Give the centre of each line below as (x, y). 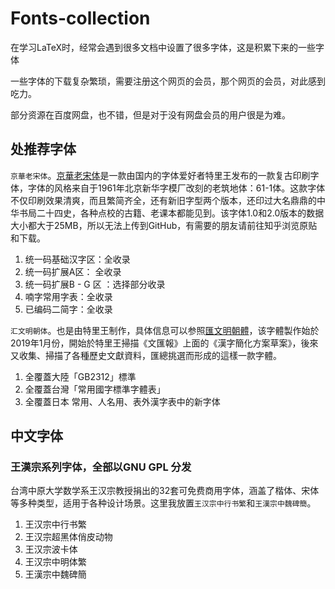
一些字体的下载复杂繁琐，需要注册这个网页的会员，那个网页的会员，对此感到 (168, 81)
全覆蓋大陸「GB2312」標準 (80, 376)
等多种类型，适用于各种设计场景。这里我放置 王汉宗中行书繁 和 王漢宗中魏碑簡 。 (163, 503)
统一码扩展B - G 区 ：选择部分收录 (95, 284)
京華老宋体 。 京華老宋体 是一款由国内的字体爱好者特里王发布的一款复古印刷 (160, 175)
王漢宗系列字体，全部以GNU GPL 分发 (101, 467)
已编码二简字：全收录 (68, 309)
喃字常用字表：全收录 (68, 296)
